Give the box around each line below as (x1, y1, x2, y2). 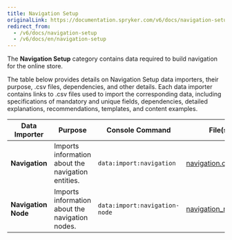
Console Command (106, 126, 171, 135)
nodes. (54, 221, 77, 231)
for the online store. (7, 62, 64, 70)
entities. (54, 176, 80, 186)
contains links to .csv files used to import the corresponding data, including (7, 90, 222, 99)
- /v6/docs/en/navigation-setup (13, 36, 107, 43)
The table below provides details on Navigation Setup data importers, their (7, 75, 219, 83)
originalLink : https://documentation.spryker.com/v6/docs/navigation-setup (7, 17, 230, 23)
